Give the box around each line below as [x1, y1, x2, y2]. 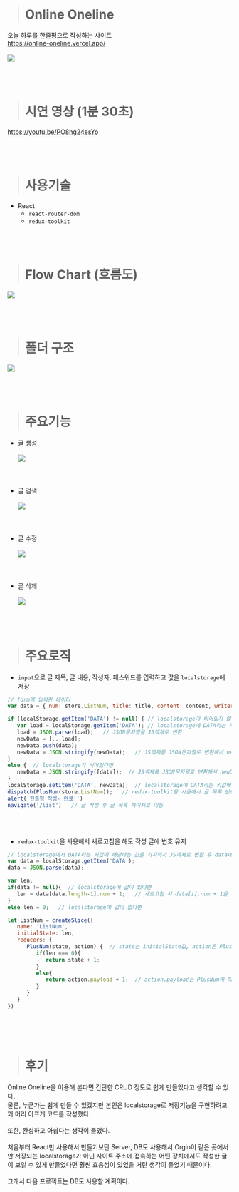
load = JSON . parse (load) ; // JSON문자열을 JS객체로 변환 [16, 729, 183, 736]
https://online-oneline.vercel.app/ [7, 38, 106, 47]
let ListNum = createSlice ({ [7, 916, 94, 924]
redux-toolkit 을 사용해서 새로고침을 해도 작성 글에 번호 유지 [17, 837, 187, 846]
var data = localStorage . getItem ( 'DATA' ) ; [7, 858, 135, 865]
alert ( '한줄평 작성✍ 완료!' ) [7, 795, 83, 802]
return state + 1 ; [45, 956, 100, 963]
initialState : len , [16, 930, 75, 937]
